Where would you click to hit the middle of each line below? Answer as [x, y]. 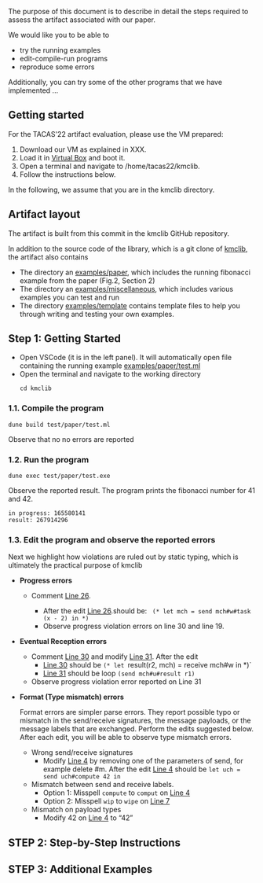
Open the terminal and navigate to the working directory [110, 374]
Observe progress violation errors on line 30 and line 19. [134, 626]
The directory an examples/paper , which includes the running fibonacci [135, 272]
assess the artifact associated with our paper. [82, 20]
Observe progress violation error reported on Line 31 [116, 682]
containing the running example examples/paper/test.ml [110, 366]
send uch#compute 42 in [82, 777]
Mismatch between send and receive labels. [102, 785]
